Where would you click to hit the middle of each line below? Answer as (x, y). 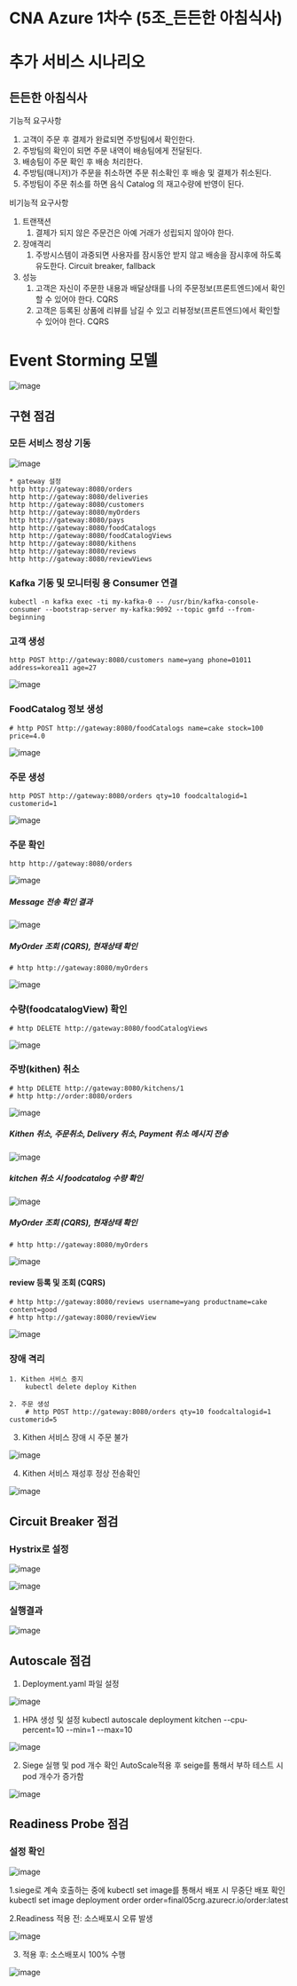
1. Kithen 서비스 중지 (47, 1380)
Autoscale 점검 (50, 1661)
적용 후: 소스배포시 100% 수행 (74, 1954)
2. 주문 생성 (30, 1404)
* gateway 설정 (35, 481)
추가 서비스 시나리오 (78, 62)
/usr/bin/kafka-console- (214, 602)
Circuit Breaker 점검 (64, 1521)
